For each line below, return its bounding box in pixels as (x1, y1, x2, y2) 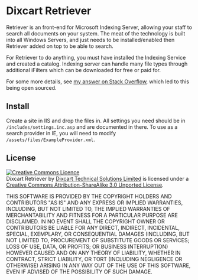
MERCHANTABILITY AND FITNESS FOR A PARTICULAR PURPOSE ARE (6, 211, 178, 219)
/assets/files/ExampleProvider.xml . (6, 136, 96, 143)
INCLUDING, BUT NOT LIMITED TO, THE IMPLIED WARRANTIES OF (6, 205, 170, 212)
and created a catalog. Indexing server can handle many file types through (6, 60, 188, 67)
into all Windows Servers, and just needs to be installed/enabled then (6, 36, 175, 43)
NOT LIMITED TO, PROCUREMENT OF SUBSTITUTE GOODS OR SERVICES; (6, 236, 190, 243)
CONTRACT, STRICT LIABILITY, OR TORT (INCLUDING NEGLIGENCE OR (6, 255, 183, 262)
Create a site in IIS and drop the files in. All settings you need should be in (6, 117, 186, 124)
